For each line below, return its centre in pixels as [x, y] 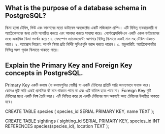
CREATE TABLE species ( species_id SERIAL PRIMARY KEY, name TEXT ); [80, 111]
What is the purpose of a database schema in [76, 8]
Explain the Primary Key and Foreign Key [69, 66]
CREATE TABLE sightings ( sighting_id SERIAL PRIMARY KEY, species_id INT [82, 121]
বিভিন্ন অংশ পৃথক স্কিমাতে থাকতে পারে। [33, 50]
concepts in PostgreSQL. [44, 73]
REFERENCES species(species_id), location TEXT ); [57, 126]
